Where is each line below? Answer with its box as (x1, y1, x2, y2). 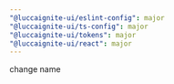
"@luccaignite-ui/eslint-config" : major (9, 13, 166, 23)
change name (9, 64, 61, 75)
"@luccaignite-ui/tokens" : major (9, 30, 137, 39)
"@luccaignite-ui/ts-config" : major (9, 22, 148, 31)
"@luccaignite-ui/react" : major (9, 38, 132, 48)
